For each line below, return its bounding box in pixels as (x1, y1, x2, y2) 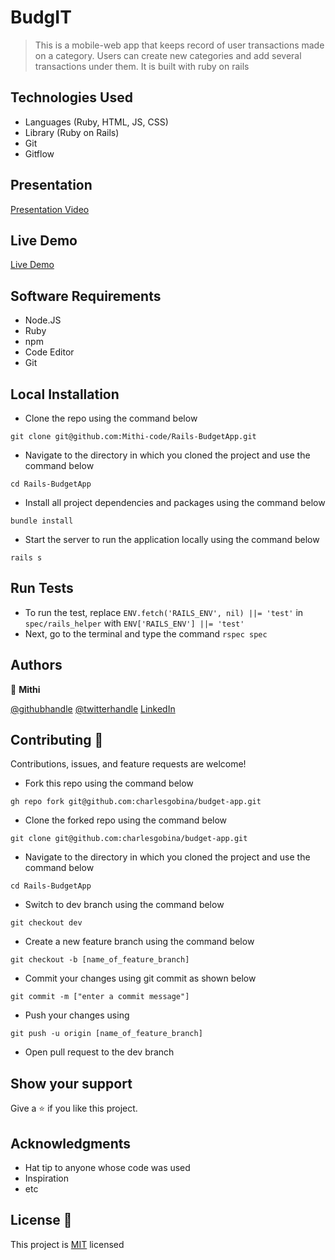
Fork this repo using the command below (24, 777, 194, 790)
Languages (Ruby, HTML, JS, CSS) (24, 116, 169, 128)
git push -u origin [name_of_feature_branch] (10, 1029, 203, 1039)
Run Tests (10, 580, 74, 597)
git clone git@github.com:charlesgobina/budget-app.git (10, 834, 248, 844)
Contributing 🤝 (10, 732, 104, 749)
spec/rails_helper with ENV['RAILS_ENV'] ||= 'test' (24, 617, 245, 629)
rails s (10, 553, 43, 563)
